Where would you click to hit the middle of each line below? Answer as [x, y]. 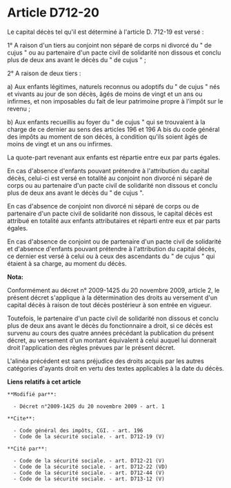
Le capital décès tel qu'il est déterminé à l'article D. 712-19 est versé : [106, 32]
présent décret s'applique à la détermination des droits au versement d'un [112, 297]
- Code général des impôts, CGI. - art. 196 [78, 430]
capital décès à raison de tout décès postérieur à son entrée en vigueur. [109, 304]
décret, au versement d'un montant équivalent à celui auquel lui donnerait [112, 340]
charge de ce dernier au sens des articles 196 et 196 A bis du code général [113, 129]
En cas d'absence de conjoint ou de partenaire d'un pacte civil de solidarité [114, 241]
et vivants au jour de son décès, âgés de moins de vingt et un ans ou [105, 94]
